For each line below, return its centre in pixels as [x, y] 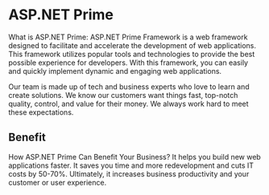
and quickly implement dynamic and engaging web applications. [115, 71]
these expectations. [41, 112]
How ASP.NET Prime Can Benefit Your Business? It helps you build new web [135, 156]
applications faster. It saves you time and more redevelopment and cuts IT [131, 165]
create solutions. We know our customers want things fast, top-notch [123, 95]
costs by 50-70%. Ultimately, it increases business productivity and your [129, 173]
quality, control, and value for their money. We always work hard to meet [128, 104]
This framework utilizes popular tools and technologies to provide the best [132, 54]
